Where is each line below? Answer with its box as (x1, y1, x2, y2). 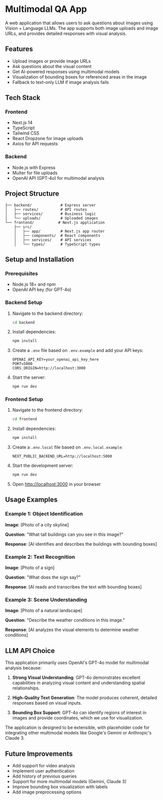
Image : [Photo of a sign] (5, 565, 55, 571)
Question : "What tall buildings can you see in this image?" (5, 531, 124, 537)
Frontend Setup (5, 396, 43, 403)
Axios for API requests (12, 141, 58, 147)
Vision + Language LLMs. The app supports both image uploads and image (5, 25, 159, 31)
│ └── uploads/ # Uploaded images (5, 216, 98, 220)
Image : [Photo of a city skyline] (5, 521, 69, 527)
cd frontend (12, 417, 37, 422)
